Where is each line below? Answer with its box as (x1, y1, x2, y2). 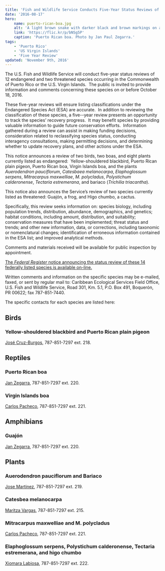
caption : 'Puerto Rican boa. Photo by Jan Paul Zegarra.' (14, 35, 135, 40)
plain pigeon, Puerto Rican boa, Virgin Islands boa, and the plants (5, 164, 137, 169)
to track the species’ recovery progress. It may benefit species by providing (5, 117, 160, 123)
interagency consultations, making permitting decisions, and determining (5, 138, 153, 144)
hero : (5, 16, 16, 21)
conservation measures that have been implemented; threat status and (5, 219, 148, 225)
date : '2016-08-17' (5, 12, 45, 17)
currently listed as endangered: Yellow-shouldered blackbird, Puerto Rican (5, 158, 157, 164)
